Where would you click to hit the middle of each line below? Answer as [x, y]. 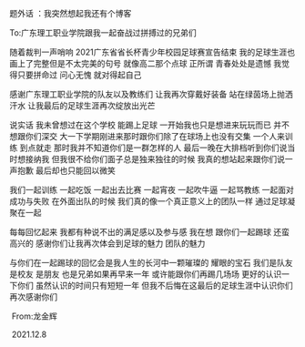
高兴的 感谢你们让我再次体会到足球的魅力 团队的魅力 [107, 243]
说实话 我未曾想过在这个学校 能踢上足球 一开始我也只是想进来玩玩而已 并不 [149, 125]
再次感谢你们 [33, 297]
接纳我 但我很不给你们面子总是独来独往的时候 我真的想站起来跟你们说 [155, 159]
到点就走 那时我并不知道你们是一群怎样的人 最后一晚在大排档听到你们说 [153, 148]
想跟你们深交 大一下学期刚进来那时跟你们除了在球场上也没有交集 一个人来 [147, 136]
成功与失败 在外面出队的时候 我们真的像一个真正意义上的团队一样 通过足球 [148, 201]
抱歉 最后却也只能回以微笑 [66, 170]
